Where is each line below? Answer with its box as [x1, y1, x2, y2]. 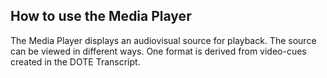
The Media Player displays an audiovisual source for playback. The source [10, 34, 317, 46]
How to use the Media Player [10, 8, 192, 25]
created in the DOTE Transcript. [10, 55, 141, 68]
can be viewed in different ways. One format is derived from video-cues [10, 45, 307, 57]
